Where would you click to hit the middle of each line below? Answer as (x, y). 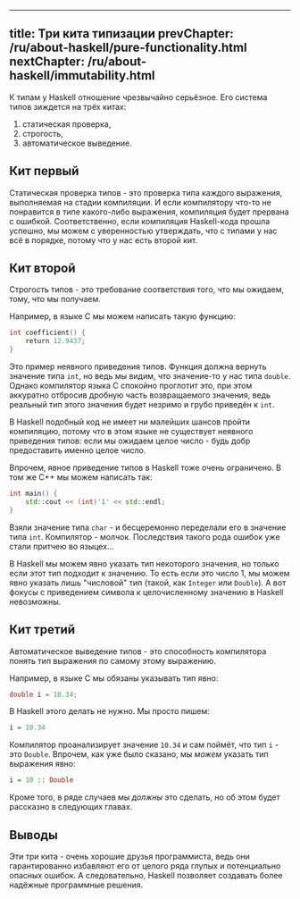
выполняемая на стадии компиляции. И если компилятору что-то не (141, 202)
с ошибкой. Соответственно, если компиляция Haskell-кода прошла (140, 221)
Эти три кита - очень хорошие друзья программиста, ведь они (129, 856)
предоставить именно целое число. (78, 450)
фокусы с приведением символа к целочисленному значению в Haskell (146, 592)
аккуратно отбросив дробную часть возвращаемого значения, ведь (140, 395)
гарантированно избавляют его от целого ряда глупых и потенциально (145, 865)
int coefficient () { (48, 333)
